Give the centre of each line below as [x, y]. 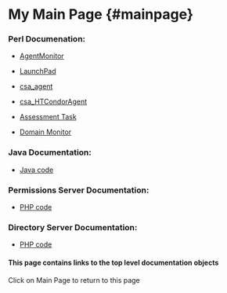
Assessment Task [48, 117]
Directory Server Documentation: [73, 227]
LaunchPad [38, 71]
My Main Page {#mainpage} [101, 15]
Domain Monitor [45, 132]
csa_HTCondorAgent [53, 102]
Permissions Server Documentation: [79, 190]
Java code [36, 170]
